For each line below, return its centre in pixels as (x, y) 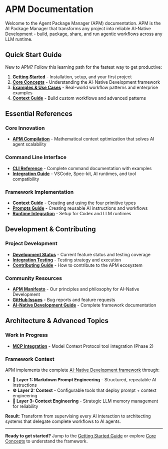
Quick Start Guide (33, 55)
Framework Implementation (39, 192)
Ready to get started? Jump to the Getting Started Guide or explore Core (80, 436)
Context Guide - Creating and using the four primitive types (74, 203)
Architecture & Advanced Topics (57, 321)
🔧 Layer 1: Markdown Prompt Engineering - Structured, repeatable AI (84, 380)
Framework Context (30, 359)
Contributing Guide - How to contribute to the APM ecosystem (77, 265)
